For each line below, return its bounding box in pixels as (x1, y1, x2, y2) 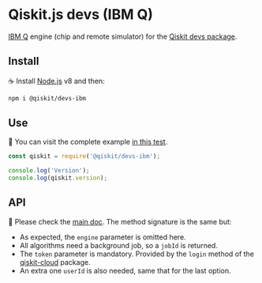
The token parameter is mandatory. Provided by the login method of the (19, 249, 255, 258)
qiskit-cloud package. (19, 257, 91, 266)
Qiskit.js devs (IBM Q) (8, 6, 154, 24)
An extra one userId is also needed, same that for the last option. (19, 266, 231, 275)
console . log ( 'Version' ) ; (8, 167, 90, 175)
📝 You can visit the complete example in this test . (8, 137, 168, 147)
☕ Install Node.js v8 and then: (8, 76, 105, 85)
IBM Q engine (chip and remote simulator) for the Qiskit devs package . (8, 32, 238, 41)
